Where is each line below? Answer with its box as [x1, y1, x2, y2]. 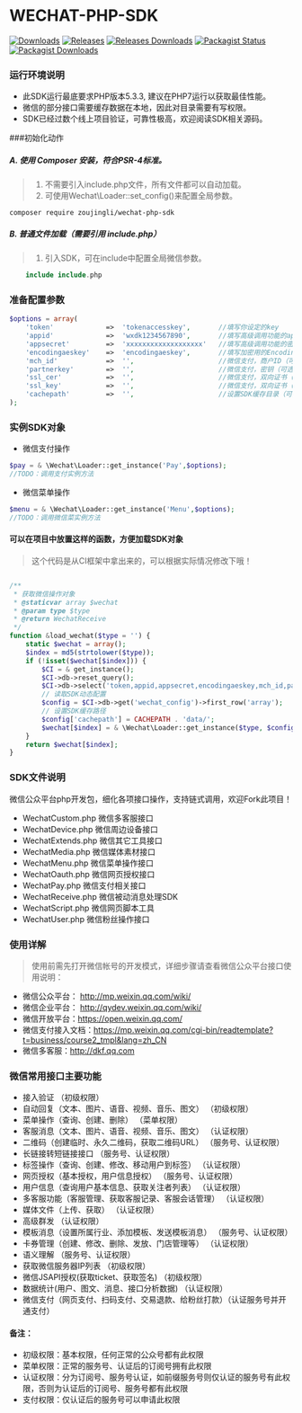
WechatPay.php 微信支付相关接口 [22, 880, 147, 891]
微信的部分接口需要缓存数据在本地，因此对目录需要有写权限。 [22, 102, 252, 113]
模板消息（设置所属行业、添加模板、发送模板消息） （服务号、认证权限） [22, 1227, 293, 1238]
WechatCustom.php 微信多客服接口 [22, 813, 155, 823]
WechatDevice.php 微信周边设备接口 [22, 823, 159, 834]
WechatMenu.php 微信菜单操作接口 [22, 858, 155, 868]
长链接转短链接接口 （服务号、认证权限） [22, 1148, 175, 1160]
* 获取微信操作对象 [13, 590, 75, 599]
